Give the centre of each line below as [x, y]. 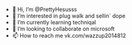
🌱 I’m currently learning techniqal [54, 22]
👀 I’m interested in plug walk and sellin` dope [69, 16]
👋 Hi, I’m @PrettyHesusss [45, 9]
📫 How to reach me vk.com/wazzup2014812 [69, 36]
